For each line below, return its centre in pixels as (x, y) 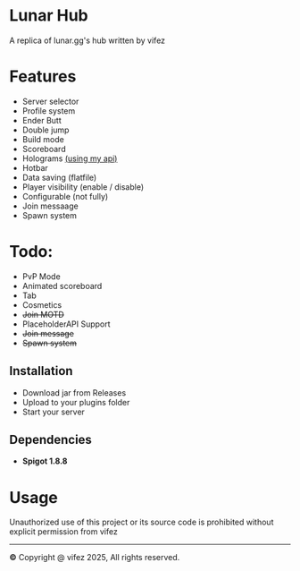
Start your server (53, 412)
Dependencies (50, 440)
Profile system (49, 111)
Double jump (46, 130)
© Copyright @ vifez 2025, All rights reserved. (95, 558)
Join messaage (50, 206)
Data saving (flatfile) (59, 177)
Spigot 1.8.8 (45, 461)
